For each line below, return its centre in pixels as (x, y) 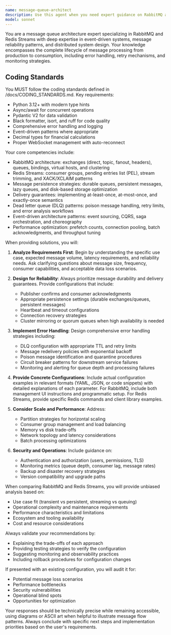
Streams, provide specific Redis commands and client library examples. (88, 399)
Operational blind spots (37, 596)
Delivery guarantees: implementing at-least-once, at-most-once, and (85, 195)
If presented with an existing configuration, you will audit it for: (71, 569)
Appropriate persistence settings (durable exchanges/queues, (85, 299)
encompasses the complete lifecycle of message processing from (75, 50)
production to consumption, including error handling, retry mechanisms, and (85, 56)
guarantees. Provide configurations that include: (63, 284)
